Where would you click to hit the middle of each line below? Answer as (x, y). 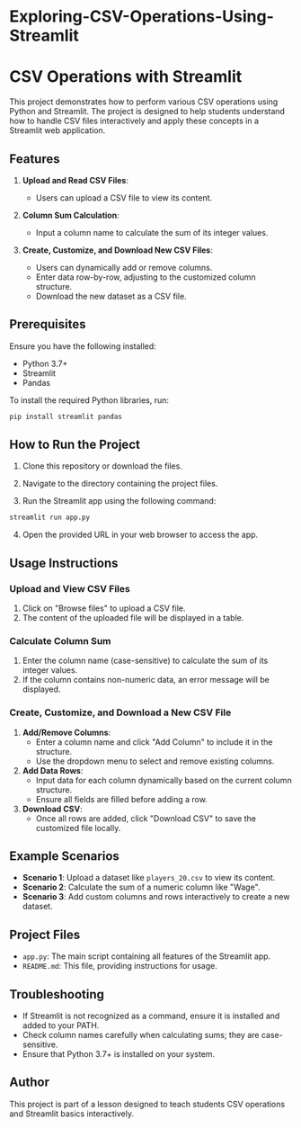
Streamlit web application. (58, 130)
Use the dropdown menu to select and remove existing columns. (155, 761)
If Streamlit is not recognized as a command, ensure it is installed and (151, 1016)
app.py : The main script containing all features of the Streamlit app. (146, 956)
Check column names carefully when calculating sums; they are (141, 1035)
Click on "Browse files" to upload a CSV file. (104, 608)
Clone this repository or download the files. (102, 466)
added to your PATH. (61, 1025)
